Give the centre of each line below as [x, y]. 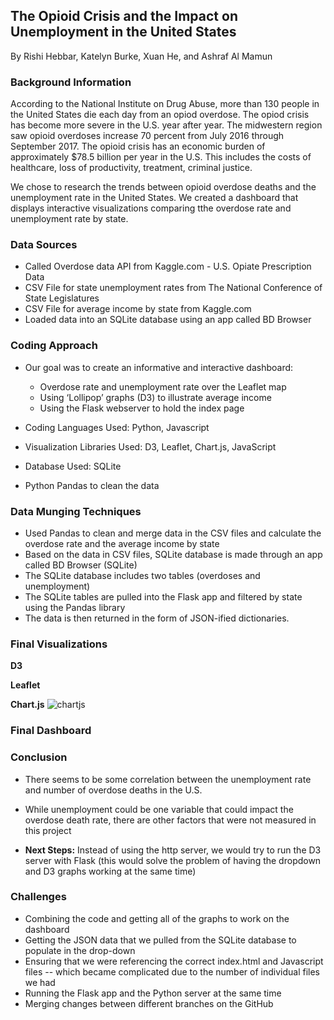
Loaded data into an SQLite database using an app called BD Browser [168, 320]
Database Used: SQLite [73, 466]
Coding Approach [54, 346]
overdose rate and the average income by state [122, 543]
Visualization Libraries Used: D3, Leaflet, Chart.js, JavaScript [150, 446]
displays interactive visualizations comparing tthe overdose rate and [151, 208]
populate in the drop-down [80, 950]
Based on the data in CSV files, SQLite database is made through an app [173, 554]
